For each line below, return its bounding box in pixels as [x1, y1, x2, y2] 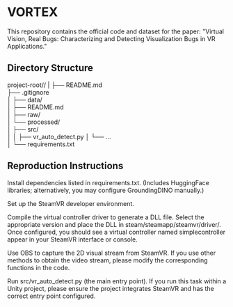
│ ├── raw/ [7, 110, 41, 118]
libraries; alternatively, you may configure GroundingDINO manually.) [7, 186, 204, 194]
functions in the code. [7, 263, 70, 271]
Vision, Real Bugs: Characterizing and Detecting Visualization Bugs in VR [7, 34, 216, 42]
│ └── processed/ [7, 118, 61, 126]
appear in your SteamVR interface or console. [7, 235, 138, 244]
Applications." [7, 42, 47, 50]
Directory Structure [7, 62, 94, 74]
